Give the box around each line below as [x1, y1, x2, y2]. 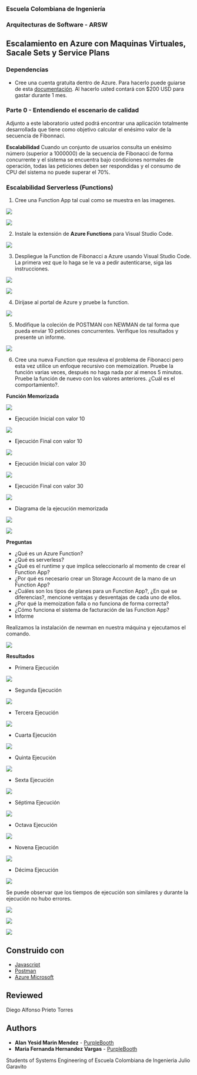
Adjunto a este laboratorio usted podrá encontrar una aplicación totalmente [6, 120, 189, 127]
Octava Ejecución [14, 822, 58, 829]
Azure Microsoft [14, 973, 54, 980]
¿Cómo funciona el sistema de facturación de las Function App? [14, 606, 169, 614]
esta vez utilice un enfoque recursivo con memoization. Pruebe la [14, 362, 173, 370]
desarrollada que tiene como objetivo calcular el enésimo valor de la [6, 126, 172, 133]
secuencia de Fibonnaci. [6, 132, 66, 139]
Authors [6, 1023, 37, 1033]
